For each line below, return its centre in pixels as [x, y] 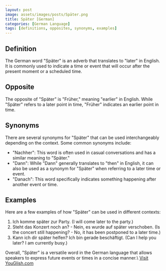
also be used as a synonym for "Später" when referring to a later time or [86, 168]
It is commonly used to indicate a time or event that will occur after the [78, 66]
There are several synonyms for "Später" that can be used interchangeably [82, 137]
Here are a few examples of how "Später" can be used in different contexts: [83, 212]
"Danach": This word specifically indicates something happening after [84, 179]
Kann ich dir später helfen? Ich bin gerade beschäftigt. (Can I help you [84, 237]
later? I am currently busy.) [40, 243]
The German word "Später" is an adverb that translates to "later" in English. [83, 60]
